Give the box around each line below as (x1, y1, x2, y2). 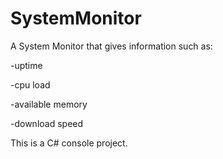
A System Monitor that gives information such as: (10, 40, 213, 52)
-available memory (10, 98, 88, 110)
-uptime (10, 59, 43, 71)
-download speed (10, 117, 84, 129)
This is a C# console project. (10, 137, 128, 149)
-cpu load (10, 78, 51, 91)
